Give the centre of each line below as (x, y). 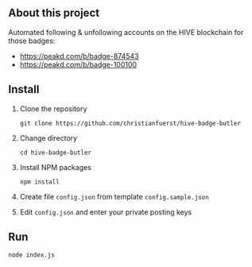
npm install (39, 182)
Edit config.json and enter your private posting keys (106, 212)
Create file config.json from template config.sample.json (114, 196)
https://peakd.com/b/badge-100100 (78, 64)
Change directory (48, 137)
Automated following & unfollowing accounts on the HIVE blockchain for (126, 32)
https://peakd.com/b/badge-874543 (79, 56)
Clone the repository (53, 108)
